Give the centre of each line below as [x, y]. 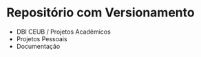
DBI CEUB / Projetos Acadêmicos [63, 32]
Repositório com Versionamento [100, 13]
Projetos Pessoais [42, 38]
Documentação [38, 46]
